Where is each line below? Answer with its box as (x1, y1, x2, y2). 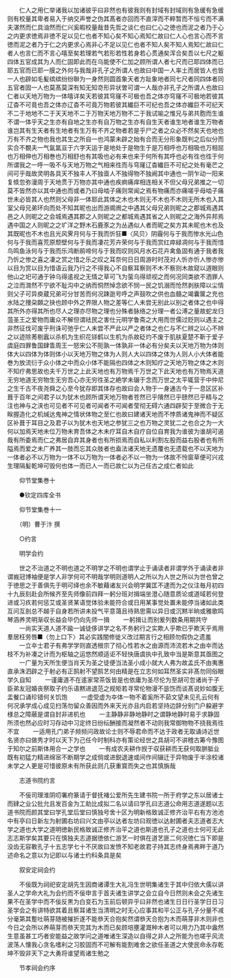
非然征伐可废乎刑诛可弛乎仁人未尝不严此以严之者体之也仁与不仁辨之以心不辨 (7, 324, 224, 332)
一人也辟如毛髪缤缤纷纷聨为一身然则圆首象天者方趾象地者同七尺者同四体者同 (7, 75, 224, 83)
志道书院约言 (19, 776, 56, 784)
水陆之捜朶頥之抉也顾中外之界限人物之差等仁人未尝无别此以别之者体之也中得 (7, 298, 224, 306)
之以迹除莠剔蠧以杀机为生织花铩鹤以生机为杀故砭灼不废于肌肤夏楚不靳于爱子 (7, 333, 224, 340)
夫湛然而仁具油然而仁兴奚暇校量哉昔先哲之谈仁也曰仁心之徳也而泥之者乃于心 (7, 23, 224, 31)
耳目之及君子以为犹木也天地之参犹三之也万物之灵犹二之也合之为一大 (30, 419, 224, 426)
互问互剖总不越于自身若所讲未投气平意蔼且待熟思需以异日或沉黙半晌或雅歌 (7, 607, 218, 615)
